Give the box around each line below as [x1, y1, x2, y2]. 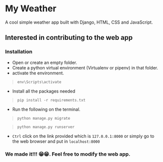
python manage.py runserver [17, 124, 75, 130]
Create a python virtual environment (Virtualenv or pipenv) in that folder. [12, 65, 159, 70]
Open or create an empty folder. [12, 60, 78, 65]
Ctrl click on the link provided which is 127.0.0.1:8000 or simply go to [12, 133, 155, 139]
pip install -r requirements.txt [17, 97, 86, 102]
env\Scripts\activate [17, 79, 61, 84]
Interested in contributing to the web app [5, 33, 133, 42]
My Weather [5, 3, 56, 14]
